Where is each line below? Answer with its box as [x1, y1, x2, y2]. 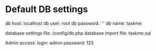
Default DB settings [5, 4, 88, 15]
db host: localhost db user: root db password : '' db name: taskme [5, 20, 142, 26]
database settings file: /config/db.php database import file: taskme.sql [5, 30, 151, 36]
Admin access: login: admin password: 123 [5, 39, 94, 46]
